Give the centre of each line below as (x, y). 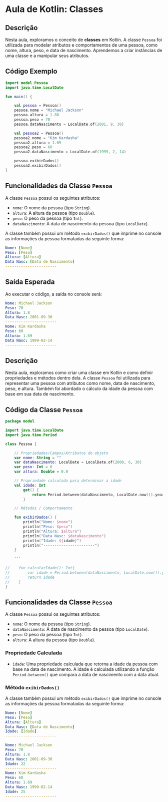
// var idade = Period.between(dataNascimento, (63, 573)
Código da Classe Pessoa (44, 410)
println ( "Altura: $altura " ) (52, 531)
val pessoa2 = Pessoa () (39, 133)
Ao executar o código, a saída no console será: (54, 294)
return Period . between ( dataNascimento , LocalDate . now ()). (93, 495)
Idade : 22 (15, 764)
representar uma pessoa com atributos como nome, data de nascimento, (80, 383)
